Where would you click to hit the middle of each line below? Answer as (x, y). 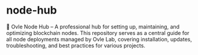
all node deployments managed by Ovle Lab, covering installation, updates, (99, 39)
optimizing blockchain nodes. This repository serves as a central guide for (98, 33)
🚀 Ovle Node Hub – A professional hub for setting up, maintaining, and (93, 27)
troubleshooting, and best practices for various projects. (76, 46)
